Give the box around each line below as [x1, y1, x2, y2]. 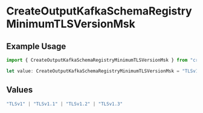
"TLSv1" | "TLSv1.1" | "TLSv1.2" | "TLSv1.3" [6, 101, 123, 107]
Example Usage [6, 41, 66, 51]
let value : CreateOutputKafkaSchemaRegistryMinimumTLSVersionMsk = [6, 68, 180, 74]
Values [6, 85, 33, 95]
